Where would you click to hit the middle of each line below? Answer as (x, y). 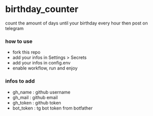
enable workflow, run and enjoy (45, 68)
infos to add (20, 81)
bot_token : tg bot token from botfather (52, 108)
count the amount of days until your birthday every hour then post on (76, 23)
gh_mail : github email (35, 97)
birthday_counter (42, 9)
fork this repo (26, 52)
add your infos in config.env (41, 63)
